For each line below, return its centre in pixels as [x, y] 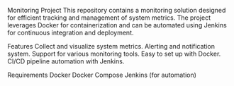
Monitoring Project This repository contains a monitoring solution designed [117, 10]
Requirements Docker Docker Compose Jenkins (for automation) [102, 75]
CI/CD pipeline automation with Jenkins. [66, 61]
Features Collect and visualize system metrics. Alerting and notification [111, 46]
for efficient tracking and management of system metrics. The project [109, 18]
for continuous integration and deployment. [71, 32]
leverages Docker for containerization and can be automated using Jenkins [117, 25]
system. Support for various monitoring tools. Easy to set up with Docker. [114, 54]
